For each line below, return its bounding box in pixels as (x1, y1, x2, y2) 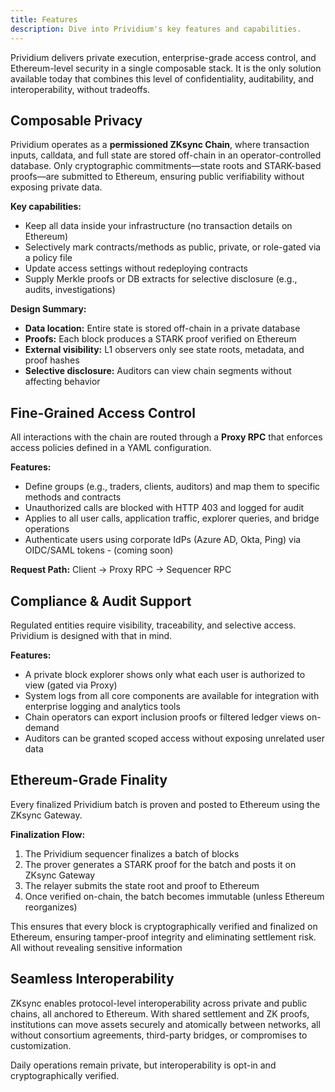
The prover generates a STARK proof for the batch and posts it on (24, 858, 297, 870)
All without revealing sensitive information (10, 941, 183, 953)
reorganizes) (24, 901, 78, 913)
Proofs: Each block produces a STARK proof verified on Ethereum (24, 333, 297, 345)
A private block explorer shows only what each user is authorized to (24, 668, 306, 680)
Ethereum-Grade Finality (10, 772, 168, 789)
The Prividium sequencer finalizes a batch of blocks (24, 847, 240, 860)
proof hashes (24, 354, 80, 366)
